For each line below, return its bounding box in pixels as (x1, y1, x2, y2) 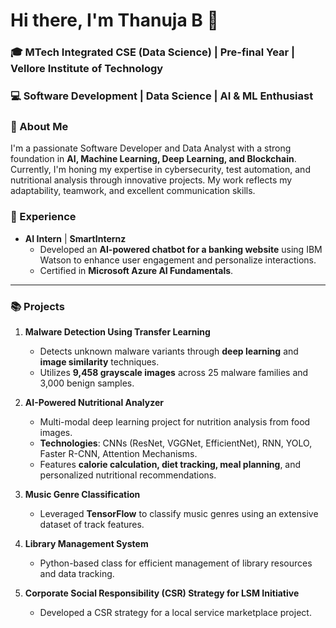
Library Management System (24, 537, 149, 549)
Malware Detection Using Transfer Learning (24, 325, 211, 338)
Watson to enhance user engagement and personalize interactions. (39, 254, 317, 266)
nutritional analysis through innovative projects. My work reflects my (10, 174, 293, 186)
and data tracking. (39, 567, 115, 579)
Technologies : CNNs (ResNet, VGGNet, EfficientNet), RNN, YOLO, (39, 437, 313, 449)
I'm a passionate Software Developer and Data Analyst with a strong (10, 142, 292, 154)
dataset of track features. (39, 518, 145, 530)
